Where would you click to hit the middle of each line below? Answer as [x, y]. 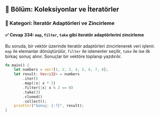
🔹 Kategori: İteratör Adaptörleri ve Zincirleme [60, 23]
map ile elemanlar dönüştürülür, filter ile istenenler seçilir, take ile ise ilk [78, 51]
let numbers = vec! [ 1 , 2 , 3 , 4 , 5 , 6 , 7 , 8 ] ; [61, 70]
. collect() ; [35, 101]
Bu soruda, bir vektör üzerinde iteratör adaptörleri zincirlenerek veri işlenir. [80, 46]
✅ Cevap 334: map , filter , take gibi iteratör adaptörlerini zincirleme [75, 34]
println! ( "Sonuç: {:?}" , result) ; [49, 106]
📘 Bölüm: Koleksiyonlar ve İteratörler [62, 9]
